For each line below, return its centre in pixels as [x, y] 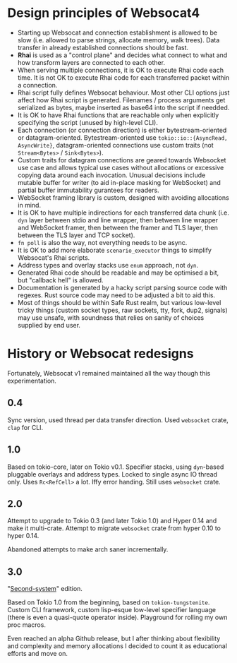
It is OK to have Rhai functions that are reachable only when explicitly [118, 115]
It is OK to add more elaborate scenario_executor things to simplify [114, 250]
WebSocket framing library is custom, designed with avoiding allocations [123, 197]
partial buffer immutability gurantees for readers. [89, 190]
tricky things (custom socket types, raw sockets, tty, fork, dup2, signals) [122, 310]
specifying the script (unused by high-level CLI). [88, 122]
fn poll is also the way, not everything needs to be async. [102, 242]
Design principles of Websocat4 [104, 13]
